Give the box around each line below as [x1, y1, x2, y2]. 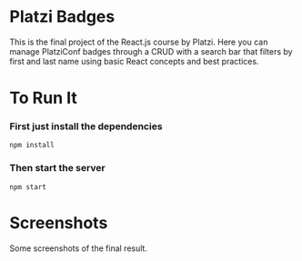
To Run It [9, 88, 77, 108]
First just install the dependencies [9, 120, 163, 133]
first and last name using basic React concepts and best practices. [9, 55, 259, 66]
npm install [9, 141, 55, 150]
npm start [9, 182, 47, 192]
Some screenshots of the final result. [9, 243, 148, 254]
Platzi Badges [9, 6, 116, 27]
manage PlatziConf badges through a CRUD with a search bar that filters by [9, 45, 293, 56]
